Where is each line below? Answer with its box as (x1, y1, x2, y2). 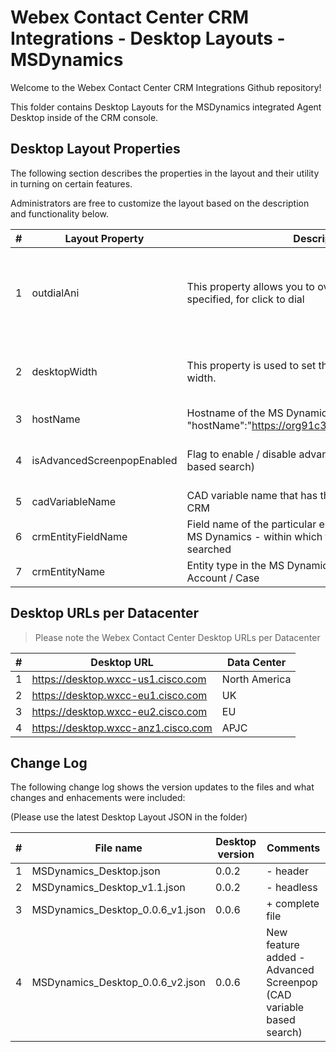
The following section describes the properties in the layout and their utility (10, 167, 320, 179)
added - (266, 951, 306, 965)
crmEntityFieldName (31, 529, 128, 543)
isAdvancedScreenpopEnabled (31, 453, 178, 467)
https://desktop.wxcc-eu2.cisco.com (31, 704, 208, 718)
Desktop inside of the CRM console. (10, 111, 159, 123)
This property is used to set (186, 358, 317, 372)
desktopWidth (31, 364, 98, 378)
